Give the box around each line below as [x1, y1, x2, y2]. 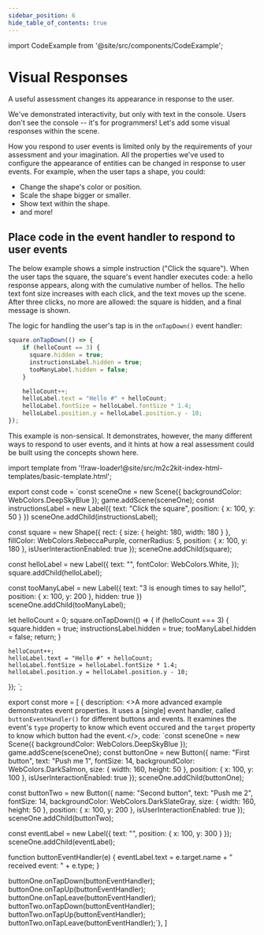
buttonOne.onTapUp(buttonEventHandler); [8, 884, 146, 894]
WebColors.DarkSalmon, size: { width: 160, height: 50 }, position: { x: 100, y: [8, 764, 254, 774]
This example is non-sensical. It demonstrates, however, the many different [8, 431, 253, 440]
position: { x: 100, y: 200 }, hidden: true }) [8, 591, 143, 601]
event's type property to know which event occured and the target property [8, 722, 256, 732]
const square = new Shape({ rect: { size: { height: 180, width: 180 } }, [8, 527, 231, 537]
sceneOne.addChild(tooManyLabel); [8, 600, 126, 609]
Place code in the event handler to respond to [8, 230, 236, 243]
